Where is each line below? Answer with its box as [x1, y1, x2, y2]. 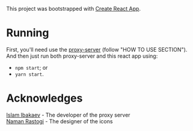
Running [6, 26, 49, 40]
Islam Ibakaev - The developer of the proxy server [6, 111, 130, 118]
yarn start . [14, 70, 44, 78]
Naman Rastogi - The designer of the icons [6, 117, 113, 125]
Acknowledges [6, 91, 83, 105]
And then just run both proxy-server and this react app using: [6, 52, 158, 59]
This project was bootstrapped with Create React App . [6, 5, 141, 12]
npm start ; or [14, 64, 48, 71]
